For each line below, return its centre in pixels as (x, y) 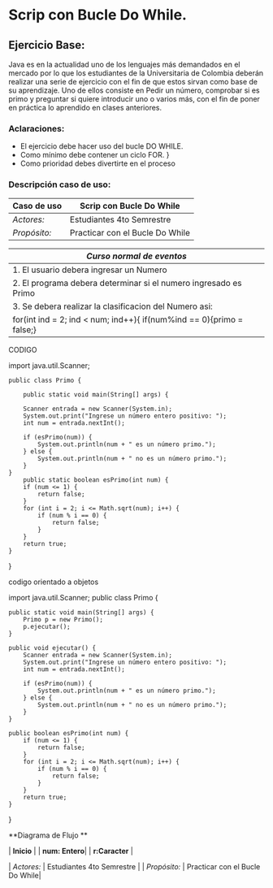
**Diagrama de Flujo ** (48, 835)
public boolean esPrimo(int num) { (69, 733)
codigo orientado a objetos (54, 582)
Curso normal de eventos (136, 256)
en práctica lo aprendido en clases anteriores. (85, 108)
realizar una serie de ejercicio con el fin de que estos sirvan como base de (133, 82)
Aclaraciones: (37, 128)
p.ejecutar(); (47, 626)
